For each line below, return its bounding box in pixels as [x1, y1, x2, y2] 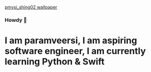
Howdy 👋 [4, 16, 27, 23]
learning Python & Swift [4, 56, 105, 68]
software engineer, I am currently [4, 46, 146, 57]
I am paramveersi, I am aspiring [4, 35, 137, 46]
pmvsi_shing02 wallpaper [4, 4, 57, 10]
